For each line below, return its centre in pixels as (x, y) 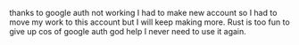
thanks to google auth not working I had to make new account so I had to (143, 13)
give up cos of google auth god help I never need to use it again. (128, 31)
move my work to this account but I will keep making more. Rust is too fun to (149, 22)
